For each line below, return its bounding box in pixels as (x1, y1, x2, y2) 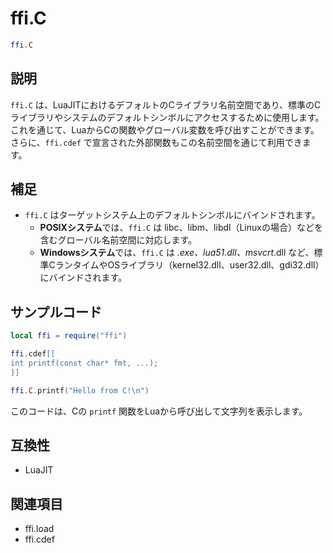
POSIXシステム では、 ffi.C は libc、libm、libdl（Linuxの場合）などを (39, 222, 323, 234)
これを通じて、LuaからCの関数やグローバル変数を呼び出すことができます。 (10, 123, 320, 136)
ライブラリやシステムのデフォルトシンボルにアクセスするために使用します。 (10, 111, 325, 123)
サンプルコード (10, 303, 102, 321)
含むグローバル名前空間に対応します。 (39, 234, 198, 246)
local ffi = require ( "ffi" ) (10, 331, 128, 341)
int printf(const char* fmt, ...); (10, 358, 159, 368)
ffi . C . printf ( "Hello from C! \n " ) (10, 385, 150, 396)
